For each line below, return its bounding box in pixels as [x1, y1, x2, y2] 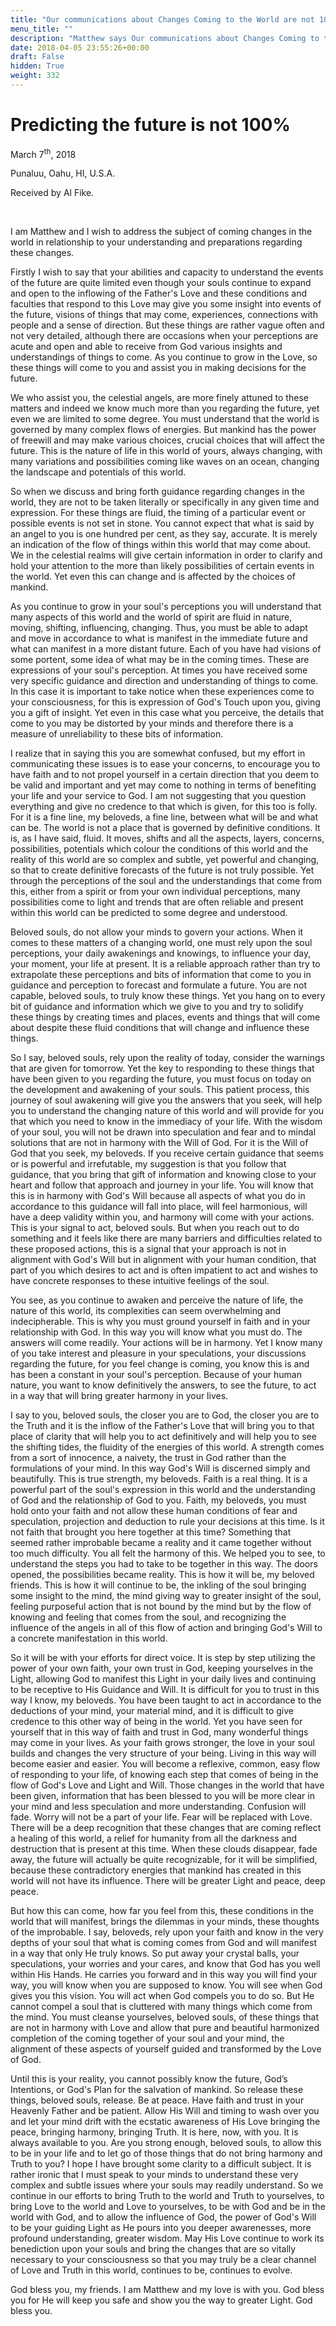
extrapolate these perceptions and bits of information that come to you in [10, 969, 312, 981]
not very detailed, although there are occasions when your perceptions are [10, 330, 319, 342]
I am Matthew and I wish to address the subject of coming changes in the [10, 226, 313, 238]
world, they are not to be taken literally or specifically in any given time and [10, 496, 320, 508]
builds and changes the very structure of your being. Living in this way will [10, 1747, 317, 1760]
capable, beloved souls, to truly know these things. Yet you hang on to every [10, 990, 326, 1002]
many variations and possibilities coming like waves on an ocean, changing [10, 456, 320, 468]
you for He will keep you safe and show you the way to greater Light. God [10, 2294, 313, 2306]
